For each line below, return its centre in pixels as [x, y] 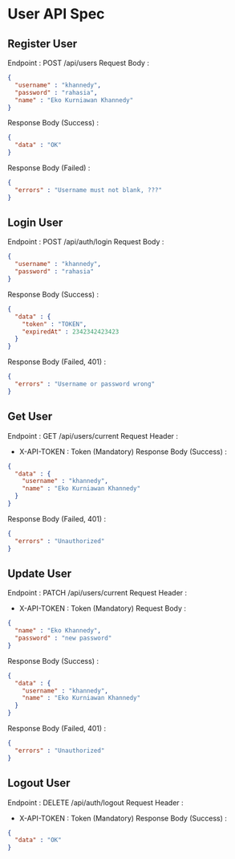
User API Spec [56, 14]
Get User [30, 417]
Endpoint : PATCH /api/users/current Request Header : [97, 593]
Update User [40, 573]
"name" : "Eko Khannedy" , [58, 631]
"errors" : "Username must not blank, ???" [88, 190]
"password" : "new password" [63, 638]
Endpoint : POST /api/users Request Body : [79, 63]
